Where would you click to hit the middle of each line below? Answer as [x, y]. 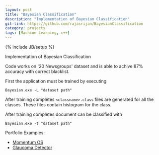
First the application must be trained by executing [56, 81]
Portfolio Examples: [25, 133]
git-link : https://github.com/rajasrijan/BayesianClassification [74, 24]
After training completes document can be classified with [64, 114]
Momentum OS [28, 142]
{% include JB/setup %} [30, 47]
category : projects [25, 28]
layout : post [19, 10]
